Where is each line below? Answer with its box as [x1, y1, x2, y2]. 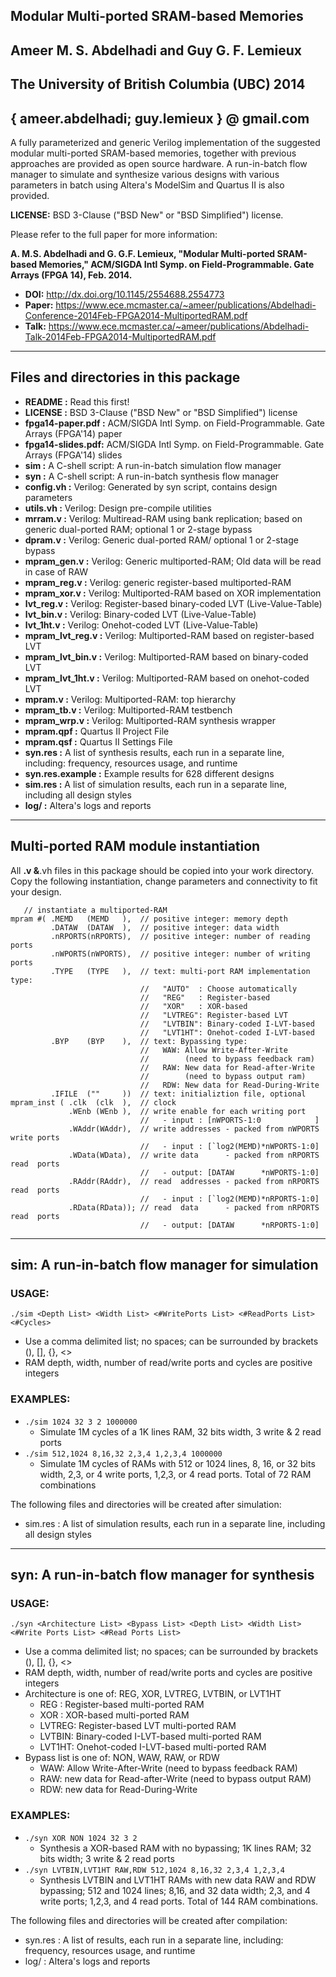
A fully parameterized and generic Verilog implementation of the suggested [10, 136, 321, 148]
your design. [10, 885, 62, 898]
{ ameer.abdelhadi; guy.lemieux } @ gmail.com [10, 110, 310, 127]
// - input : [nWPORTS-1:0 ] [139, 1115, 320, 1125]
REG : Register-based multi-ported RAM [39, 1699, 205, 1711]
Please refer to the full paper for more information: [10, 228, 218, 240]
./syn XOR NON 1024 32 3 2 [24, 1833, 138, 1843]
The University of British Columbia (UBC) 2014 [10, 76, 306, 93]
